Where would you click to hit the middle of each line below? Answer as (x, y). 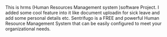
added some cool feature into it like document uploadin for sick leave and (82, 13)
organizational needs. (28, 29)
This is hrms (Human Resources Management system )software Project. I (82, 7)
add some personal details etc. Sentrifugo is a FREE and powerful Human (82, 18)
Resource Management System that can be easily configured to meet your (83, 23)
